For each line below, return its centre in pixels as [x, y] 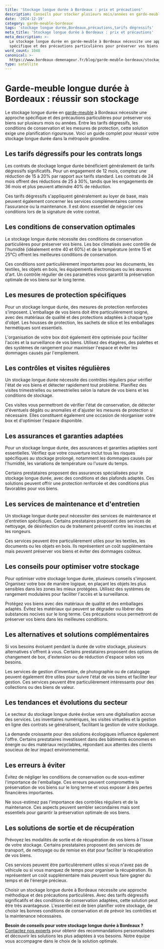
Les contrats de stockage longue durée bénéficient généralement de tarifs [80, 166]
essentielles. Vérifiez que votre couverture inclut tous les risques [70, 453]
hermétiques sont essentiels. [34, 328]
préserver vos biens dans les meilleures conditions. [57, 619]
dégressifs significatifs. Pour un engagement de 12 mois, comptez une [76, 171]
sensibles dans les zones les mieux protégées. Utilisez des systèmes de [78, 589]
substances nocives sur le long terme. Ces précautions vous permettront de [82, 614]
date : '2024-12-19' [25, 19]
